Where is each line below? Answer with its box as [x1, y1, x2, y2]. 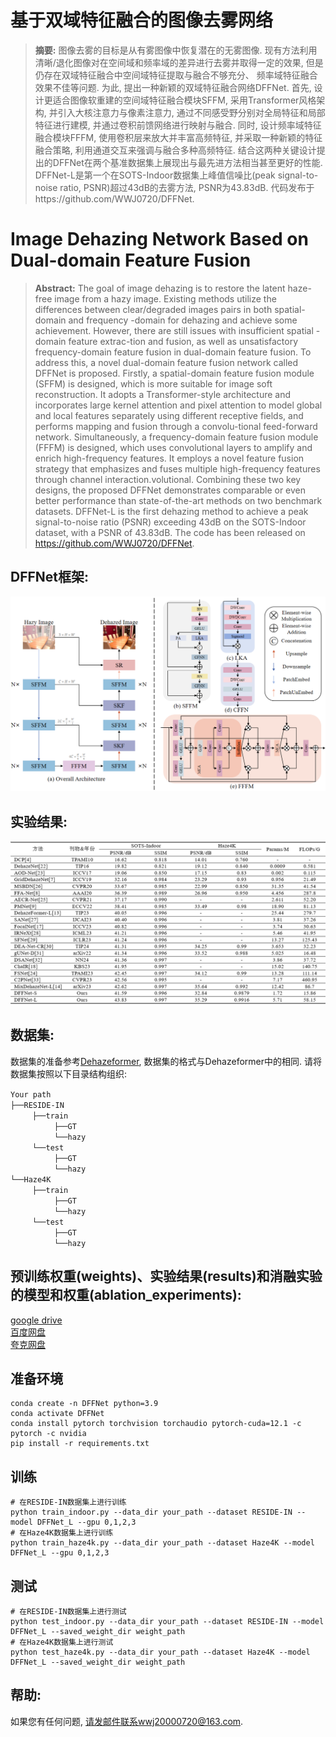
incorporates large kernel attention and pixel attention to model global [34, 399, 323, 411]
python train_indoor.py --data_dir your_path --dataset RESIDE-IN [10, 1507, 293, 1518]
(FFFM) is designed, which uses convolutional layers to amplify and [34, 441, 313, 453]
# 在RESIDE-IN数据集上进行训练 [10, 1497, 127, 1508]
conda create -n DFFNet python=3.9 [10, 1399, 159, 1409]
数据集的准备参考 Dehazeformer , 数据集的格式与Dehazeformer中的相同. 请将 [10, 1055, 322, 1067]
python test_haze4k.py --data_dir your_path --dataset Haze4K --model [10, 1647, 311, 1657]
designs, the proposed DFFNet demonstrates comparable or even [34, 484, 307, 496]
